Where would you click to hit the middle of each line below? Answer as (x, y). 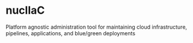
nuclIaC (25, 10)
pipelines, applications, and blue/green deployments (71, 33)
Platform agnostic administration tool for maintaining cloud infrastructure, (96, 27)
